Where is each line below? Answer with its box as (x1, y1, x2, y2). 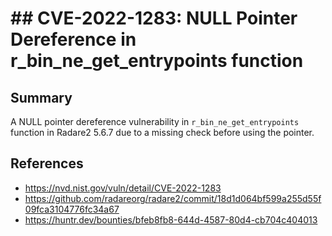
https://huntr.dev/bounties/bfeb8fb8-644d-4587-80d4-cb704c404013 (24, 213, 318, 226)
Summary (10, 89, 73, 106)
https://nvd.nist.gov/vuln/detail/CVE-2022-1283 (24, 182, 222, 194)
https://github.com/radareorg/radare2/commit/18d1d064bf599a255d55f (24, 192, 322, 204)
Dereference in (10, 28, 137, 51)
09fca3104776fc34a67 (24, 203, 120, 215)
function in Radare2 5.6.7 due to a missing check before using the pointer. (10, 127, 315, 138)
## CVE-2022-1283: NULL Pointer (10, 7, 298, 30)
